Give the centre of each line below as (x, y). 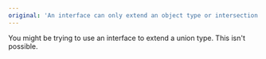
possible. (23, 46)
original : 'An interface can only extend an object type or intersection (133, 15)
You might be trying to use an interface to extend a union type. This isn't (127, 38)
